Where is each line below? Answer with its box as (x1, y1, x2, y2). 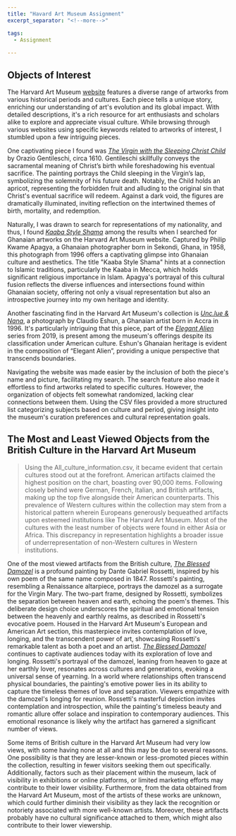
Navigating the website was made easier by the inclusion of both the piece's (7, 367, 229, 376)
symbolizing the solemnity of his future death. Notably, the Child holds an (7, 176, 221, 184)
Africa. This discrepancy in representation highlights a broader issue (24, 531, 224, 539)
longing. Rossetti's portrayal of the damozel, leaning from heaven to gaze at (7, 657, 228, 665)
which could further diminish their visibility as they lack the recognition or (7, 798, 221, 806)
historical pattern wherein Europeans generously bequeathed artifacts (24, 508, 229, 517)
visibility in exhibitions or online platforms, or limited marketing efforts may (7, 775, 223, 784)
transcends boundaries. (7, 354, 77, 363)
